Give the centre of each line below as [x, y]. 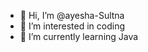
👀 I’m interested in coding [72, 26]
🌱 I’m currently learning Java [79, 36]
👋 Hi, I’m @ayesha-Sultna [72, 15]
